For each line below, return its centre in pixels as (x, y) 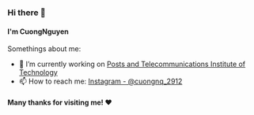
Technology (38, 72)
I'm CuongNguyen (38, 32)
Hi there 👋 (27, 13)
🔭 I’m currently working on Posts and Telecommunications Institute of (132, 64)
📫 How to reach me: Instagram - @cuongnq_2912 (100, 81)
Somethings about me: (44, 49)
